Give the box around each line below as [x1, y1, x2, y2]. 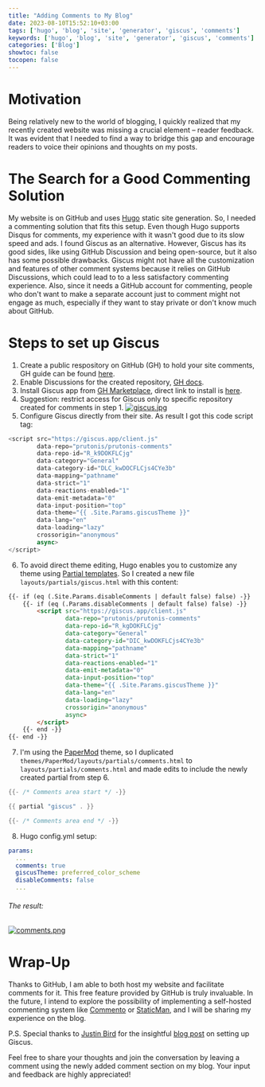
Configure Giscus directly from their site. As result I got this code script [19, 411, 254, 420]
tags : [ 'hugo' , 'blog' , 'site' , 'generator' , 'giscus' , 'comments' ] [8, 26, 240, 34]
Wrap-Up [8, 953, 71, 972]
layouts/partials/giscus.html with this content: [19, 577, 179, 586]
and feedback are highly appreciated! [8, 1069, 131, 1079]
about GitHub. [8, 306, 54, 315]
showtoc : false [8, 49, 59, 56]
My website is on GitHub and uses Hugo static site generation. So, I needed [8, 212, 256, 223]
